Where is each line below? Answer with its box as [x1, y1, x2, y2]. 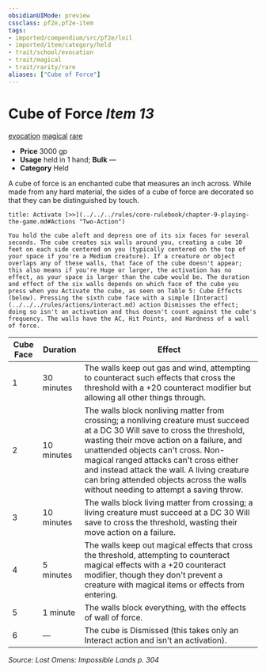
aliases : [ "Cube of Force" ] [8, 71, 101, 78]
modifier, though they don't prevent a [84, 569, 223, 580]
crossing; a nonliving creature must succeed [84, 414, 249, 426]
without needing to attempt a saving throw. [84, 484, 244, 495]
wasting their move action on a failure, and [84, 434, 242, 445]
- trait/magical [8, 56, 62, 64]
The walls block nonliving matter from [84, 405, 225, 416]
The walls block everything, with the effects [84, 601, 247, 613]
